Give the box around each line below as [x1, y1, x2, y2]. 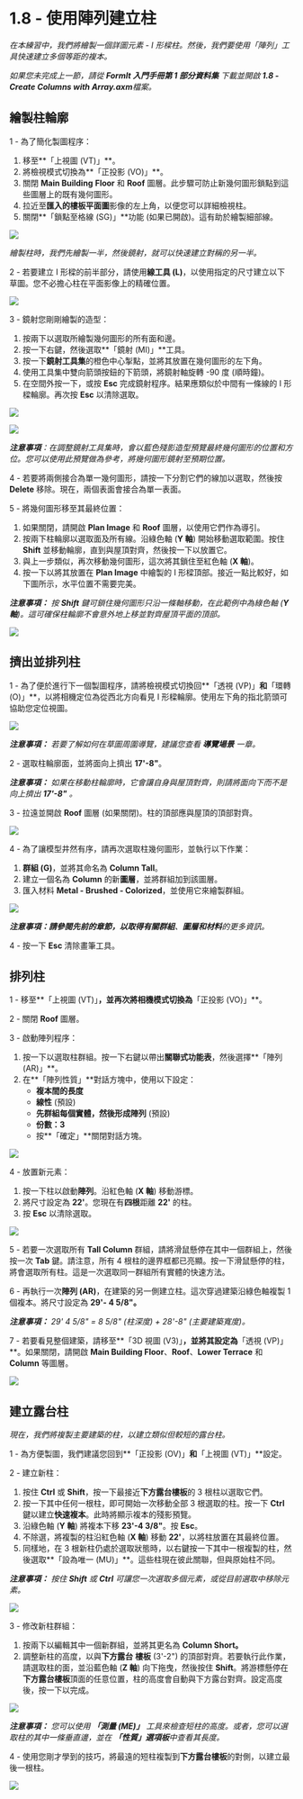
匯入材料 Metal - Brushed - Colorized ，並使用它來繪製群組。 [22, 884, 249, 896]
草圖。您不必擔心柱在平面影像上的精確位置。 [9, 277, 175, 288]
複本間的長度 [35, 1086, 84, 1097]
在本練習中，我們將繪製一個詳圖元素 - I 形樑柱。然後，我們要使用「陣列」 [9, 40, 282, 50]
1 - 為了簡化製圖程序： [9, 136, 93, 147]
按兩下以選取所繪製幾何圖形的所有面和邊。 [22, 332, 181, 343]
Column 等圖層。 [9, 1358, 74, 1369]
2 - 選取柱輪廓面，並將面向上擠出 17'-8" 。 [9, 757, 167, 768]
